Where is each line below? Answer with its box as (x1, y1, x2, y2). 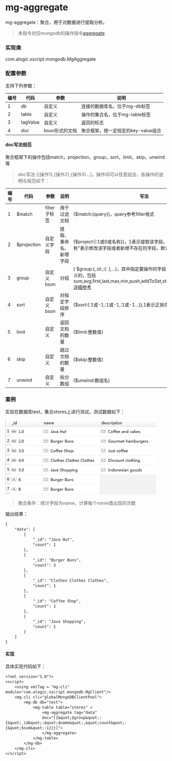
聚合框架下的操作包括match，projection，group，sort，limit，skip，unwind (5, 154, 165, 160)
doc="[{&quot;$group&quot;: (41, 715, 102, 720)
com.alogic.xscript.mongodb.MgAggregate (5, 56, 96, 63)
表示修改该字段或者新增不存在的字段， (80, 245, 161, 251)
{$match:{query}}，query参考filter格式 (73, 211, 155, 217)
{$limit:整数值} (73, 329, 103, 335)
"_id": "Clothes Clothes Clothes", (32, 578, 109, 583)
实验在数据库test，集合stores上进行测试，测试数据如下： (5, 408, 125, 415)
